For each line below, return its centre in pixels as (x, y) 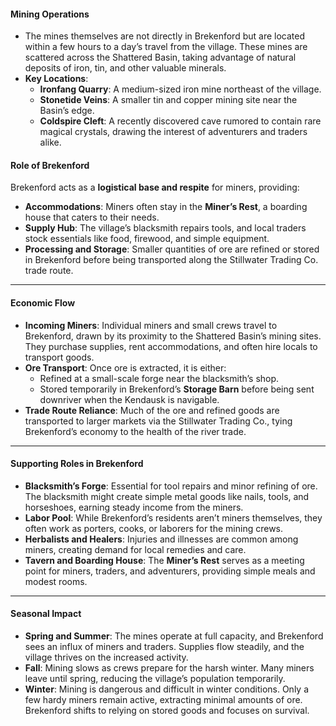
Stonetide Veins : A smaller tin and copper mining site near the (168, 100)
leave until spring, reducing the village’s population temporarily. (155, 679)
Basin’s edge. (67, 111)
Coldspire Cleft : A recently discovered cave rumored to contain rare (180, 121)
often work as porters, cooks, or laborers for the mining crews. (154, 528)
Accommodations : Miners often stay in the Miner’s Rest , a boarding (166, 207)
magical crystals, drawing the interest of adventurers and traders (173, 132)
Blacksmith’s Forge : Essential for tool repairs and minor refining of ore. (171, 486)
